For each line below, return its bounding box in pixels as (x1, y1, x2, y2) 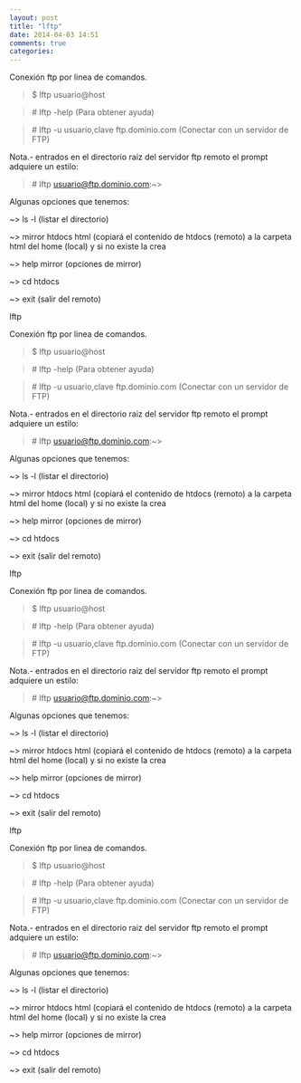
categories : (9, 47, 54, 56)
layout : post (9, 13, 59, 23)
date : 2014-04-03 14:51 (9, 30, 99, 39)
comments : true (9, 38, 67, 48)
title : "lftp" (9, 22, 63, 31)
